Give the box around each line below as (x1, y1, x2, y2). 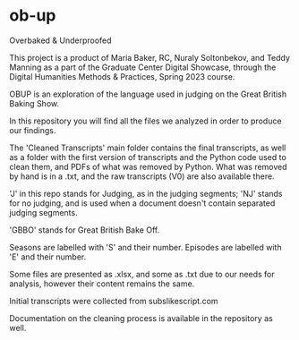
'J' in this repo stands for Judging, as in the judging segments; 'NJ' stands (9, 188, 283, 199)
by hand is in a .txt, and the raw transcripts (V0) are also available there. (9, 171, 275, 182)
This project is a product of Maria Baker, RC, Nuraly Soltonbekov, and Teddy (9, 52, 291, 63)
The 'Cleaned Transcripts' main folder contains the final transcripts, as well (9, 142, 286, 153)
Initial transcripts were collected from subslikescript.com (9, 295, 218, 306)
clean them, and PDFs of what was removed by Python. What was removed (9, 161, 288, 172)
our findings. (9, 124, 56, 135)
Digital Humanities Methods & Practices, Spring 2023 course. (9, 71, 235, 81)
